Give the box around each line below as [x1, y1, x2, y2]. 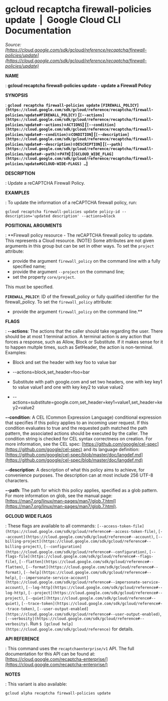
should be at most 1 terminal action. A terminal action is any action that [5, 333, 151, 339]
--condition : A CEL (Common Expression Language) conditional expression [5, 414, 161, 420]
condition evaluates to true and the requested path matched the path [5, 425, 147, 431]
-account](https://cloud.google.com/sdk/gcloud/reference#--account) [5, 534, 154, 539]
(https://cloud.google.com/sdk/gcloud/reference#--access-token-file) [5, 529, 156, 534]
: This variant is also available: [5, 681, 67, 687]
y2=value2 [12, 404, 35, 411]
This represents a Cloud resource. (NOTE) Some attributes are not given [5, 238, 154, 244]
